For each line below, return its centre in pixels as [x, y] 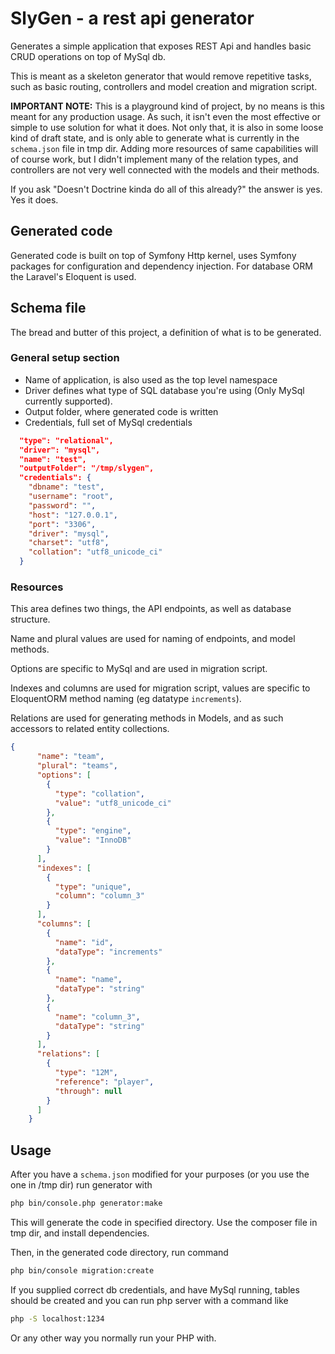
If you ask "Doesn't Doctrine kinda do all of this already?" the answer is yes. [166, 189]
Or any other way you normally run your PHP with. [113, 1338]
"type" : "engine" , [93, 831]
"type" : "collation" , [99, 793]
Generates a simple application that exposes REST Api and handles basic [161, 46]
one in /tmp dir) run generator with [81, 1185]
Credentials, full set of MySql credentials [108, 422]
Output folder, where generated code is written [121, 411]
